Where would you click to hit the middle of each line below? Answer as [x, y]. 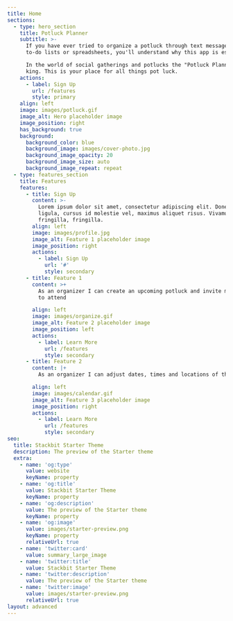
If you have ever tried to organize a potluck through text [114, 46]
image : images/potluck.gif [59, 110]
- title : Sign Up [51, 194]
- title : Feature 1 [53, 278]
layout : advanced [32, 606]
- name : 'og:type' [46, 465]
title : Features [43, 181]
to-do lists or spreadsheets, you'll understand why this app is [122, 53]
